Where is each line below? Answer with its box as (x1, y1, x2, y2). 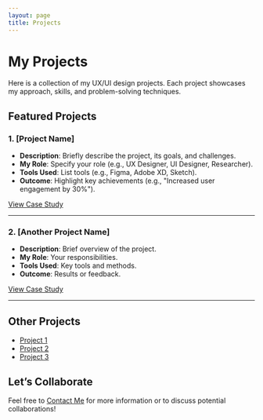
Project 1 (19, 335, 48, 345)
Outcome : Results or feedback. (19, 269, 121, 279)
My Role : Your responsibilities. (19, 253, 118, 262)
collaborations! (8, 404, 56, 414)
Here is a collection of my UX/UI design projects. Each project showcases (8, 79, 246, 88)
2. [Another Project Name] (8, 227, 110, 238)
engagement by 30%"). (19, 184, 95, 194)
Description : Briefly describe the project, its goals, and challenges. (19, 151, 236, 161)
